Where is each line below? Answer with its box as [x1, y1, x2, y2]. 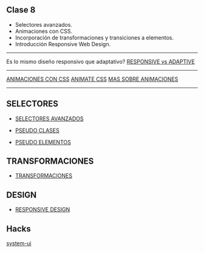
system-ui [6, 240, 32, 247]
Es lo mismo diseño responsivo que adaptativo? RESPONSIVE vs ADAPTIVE [6, 58, 195, 65]
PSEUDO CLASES [15, 126, 59, 134]
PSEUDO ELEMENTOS [15, 138, 71, 145]
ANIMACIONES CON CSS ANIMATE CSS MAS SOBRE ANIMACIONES [6, 75, 178, 83]
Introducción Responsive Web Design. [15, 40, 111, 47]
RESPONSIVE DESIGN [15, 206, 70, 213]
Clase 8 [6, 5, 36, 15]
